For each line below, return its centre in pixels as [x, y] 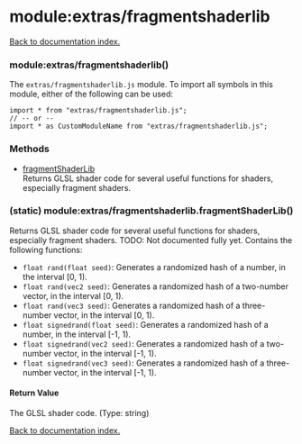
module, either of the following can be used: [92, 94]
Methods [29, 149]
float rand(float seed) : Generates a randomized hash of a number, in [154, 267]
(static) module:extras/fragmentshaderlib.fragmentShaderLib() [151, 211]
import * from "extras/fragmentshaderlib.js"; [98, 111]
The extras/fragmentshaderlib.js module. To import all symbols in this [141, 85]
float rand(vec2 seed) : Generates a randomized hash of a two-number [155, 286]
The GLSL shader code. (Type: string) [79, 413]
